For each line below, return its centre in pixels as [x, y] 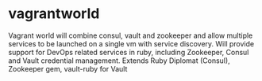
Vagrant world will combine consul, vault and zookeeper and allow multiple [131, 35]
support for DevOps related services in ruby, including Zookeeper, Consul [129, 52]
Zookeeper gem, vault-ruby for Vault [68, 68]
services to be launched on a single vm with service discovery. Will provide [131, 43]
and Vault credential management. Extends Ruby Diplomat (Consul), [119, 61]
